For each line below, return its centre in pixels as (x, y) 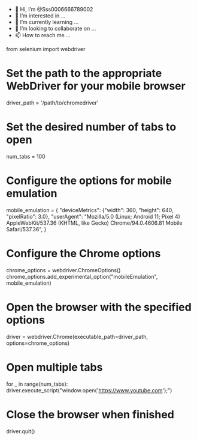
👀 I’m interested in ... (40, 16)
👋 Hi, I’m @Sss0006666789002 (54, 9)
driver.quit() (21, 431)
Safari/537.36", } (26, 229)
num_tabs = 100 (26, 156)
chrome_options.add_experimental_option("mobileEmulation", (82, 276)
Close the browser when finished (90, 414)
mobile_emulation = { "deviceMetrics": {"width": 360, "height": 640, (90, 210)
